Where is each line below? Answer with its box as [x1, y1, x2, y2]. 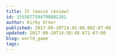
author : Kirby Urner [6, 19, 57, 25]
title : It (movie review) [6, 8, 69, 15]
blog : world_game [6, 36, 49, 41]
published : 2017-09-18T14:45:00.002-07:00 [6, 24, 111, 31]
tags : [6, 41, 19, 47]
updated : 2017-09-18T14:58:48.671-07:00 [6, 30, 106, 36]
